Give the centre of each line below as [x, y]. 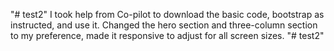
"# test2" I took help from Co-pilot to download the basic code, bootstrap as [167, 14]
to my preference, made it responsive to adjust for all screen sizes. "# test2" [167, 35]
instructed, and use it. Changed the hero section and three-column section [164, 25]
